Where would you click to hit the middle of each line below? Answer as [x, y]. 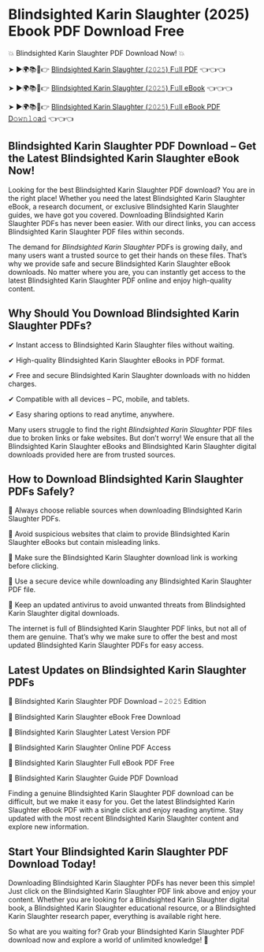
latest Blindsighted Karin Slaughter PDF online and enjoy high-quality [120, 280]
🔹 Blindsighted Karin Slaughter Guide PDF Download [93, 778]
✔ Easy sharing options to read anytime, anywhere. [91, 414]
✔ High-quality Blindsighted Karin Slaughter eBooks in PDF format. [117, 360]
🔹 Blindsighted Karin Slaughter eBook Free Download [95, 717]
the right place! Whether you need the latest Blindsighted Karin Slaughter [127, 198]
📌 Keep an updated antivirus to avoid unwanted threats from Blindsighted [127, 605]
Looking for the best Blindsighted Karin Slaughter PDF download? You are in [132, 190]
